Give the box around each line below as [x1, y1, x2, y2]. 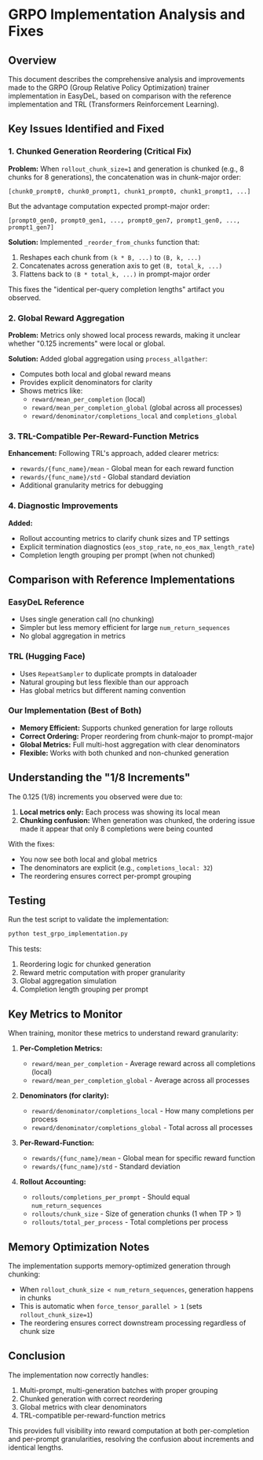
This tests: [8, 944, 42, 954]
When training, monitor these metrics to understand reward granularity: [8, 1028, 239, 1038]
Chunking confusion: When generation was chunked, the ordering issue [19, 815, 255, 824]
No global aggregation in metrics [19, 632, 126, 641]
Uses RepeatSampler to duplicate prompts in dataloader [19, 669, 198, 678]
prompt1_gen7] [8, 223, 55, 232]
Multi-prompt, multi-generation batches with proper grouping [19, 1385, 218, 1395]
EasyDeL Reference [8, 596, 85, 607]
